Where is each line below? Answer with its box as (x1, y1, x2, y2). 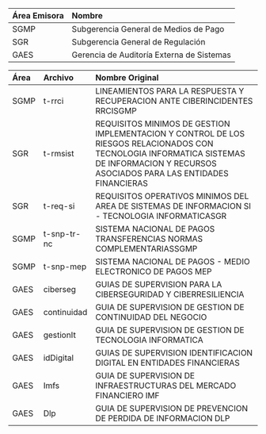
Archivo (43, 72, 74, 83)
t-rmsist (43, 148, 74, 159)
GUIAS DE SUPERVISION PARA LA (94, 279, 222, 290)
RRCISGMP (94, 106, 137, 116)
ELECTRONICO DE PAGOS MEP (94, 266, 212, 277)
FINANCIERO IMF (94, 390, 160, 401)
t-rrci (43, 95, 64, 106)
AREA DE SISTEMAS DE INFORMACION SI (94, 201, 252, 211)
